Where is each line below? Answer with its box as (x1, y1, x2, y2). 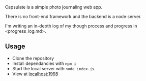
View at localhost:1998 (12, 71, 58, 77)
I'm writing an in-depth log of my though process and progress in (5, 23, 138, 29)
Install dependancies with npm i (12, 61, 77, 66)
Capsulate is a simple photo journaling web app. (5, 4, 102, 10)
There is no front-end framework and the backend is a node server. (5, 14, 142, 19)
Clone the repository (12, 55, 54, 61)
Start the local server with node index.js (12, 65, 95, 71)
